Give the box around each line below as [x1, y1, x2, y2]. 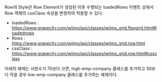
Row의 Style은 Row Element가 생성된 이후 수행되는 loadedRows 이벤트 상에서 [4, 4, 154, 10]
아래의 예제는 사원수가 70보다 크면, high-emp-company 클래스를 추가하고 [4, 66, 146, 71]
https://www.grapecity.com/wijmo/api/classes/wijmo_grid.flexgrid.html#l [11, 25, 157, 30]
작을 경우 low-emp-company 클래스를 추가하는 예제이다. [9, 72, 118, 77]
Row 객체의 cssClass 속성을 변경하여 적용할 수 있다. [4, 10, 104, 16]
